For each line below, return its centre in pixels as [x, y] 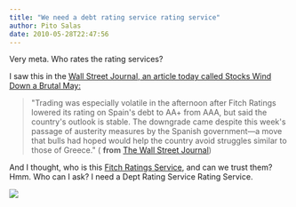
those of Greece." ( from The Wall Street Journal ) [121, 150]
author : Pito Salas [45, 26]
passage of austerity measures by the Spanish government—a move [156, 131]
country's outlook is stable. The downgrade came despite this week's [158, 122]
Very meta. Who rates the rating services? [86, 60]
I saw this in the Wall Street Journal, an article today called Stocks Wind [140, 76]
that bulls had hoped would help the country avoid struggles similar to [159, 141]
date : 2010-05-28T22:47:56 [59, 34]
